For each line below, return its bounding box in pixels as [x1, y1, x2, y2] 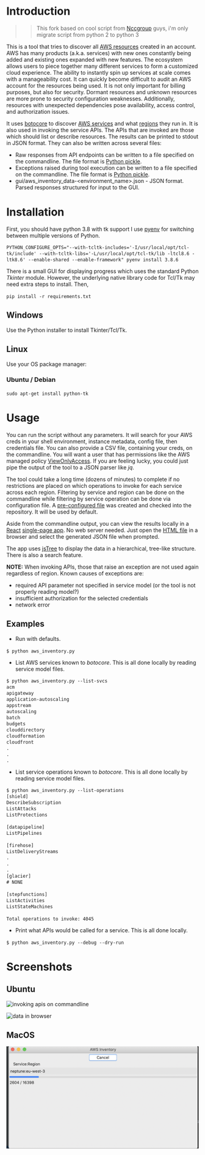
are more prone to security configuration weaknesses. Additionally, [6, 95, 175, 102]
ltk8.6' [6, 256, 26, 263]
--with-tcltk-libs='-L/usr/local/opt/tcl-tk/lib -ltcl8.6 [38, 250, 190, 256]
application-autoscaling [6, 696, 70, 702]
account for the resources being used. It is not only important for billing [6, 81, 185, 89]
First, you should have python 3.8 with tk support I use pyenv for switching [6, 225, 194, 233]
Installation [6, 205, 65, 219]
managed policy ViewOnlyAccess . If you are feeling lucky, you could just [6, 457, 189, 465]
